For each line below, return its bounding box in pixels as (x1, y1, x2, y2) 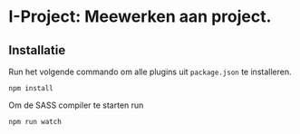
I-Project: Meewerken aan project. (8, 6, 272, 27)
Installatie (8, 43, 66, 58)
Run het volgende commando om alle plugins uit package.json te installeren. (8, 66, 292, 77)
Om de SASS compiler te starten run (8, 100, 144, 110)
